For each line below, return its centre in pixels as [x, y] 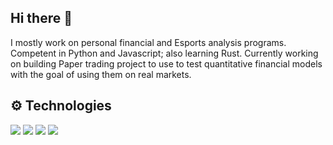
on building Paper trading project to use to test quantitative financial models [166, 63]
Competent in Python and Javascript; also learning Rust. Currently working [164, 53]
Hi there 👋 [41, 18]
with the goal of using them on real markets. [101, 74]
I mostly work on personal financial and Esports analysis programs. [148, 42]
